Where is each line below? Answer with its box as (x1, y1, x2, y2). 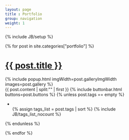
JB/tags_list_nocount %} (12, 111, 62, 117)
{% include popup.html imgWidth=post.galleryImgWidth (5, 76, 117, 82)
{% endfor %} (5, 130, 33, 136)
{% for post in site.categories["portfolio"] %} (5, 43, 95, 49)
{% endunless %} (5, 121, 40, 126)
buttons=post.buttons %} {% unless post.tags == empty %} (5, 92, 125, 97)
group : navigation (5, 16, 42, 21)
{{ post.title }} (5, 60, 63, 71)
